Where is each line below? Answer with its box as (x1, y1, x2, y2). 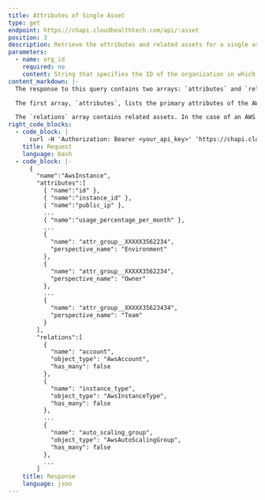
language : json (22, 480, 73, 488)
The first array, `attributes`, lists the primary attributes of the (15, 99, 248, 107)
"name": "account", (50, 348, 114, 356)
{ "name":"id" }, (43, 187, 101, 195)
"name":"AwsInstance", (36, 172, 111, 180)
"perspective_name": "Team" (50, 312, 144, 319)
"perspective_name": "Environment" (50, 245, 168, 253)
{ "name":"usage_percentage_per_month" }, (43, 216, 185, 224)
